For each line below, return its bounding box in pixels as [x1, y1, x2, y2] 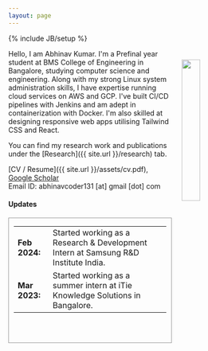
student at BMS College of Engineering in [8, 57, 144, 67]
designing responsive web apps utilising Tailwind [8, 116, 170, 126]
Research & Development [53, 236, 147, 248]
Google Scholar [8, 173, 60, 182]
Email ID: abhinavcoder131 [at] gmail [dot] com [8, 181, 161, 191]
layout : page [8, 11, 52, 20]
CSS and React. [8, 125, 60, 135]
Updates [8, 200, 37, 209]
